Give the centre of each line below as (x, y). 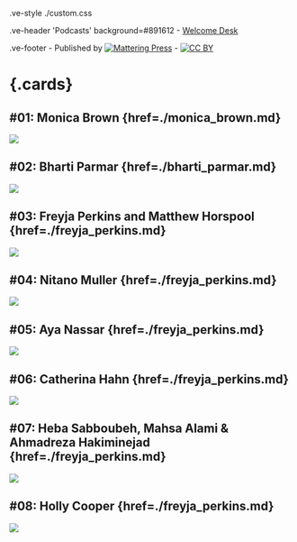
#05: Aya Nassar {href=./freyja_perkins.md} (137, 330)
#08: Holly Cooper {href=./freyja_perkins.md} (142, 506)
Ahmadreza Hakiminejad (80, 442)
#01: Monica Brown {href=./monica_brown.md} (145, 118)
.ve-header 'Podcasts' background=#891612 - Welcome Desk (124, 30)
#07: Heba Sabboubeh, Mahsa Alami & (119, 429)
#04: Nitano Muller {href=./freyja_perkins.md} (143, 280)
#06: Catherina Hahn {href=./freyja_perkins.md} (149, 379)
